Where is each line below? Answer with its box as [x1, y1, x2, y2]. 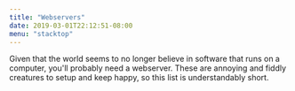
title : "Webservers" [9, 12, 86, 22]
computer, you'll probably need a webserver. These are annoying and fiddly [9, 63, 287, 73]
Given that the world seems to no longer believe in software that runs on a [9, 54, 280, 64]
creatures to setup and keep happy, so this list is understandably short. [9, 72, 269, 83]
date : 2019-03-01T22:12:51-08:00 [9, 21, 133, 30]
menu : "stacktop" [9, 29, 74, 38]
